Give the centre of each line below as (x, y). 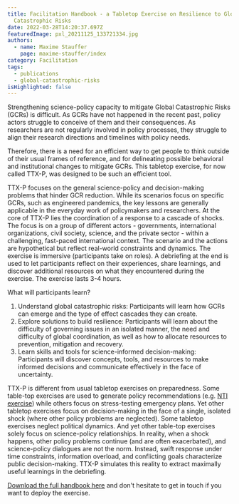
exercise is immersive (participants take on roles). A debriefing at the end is (118, 256)
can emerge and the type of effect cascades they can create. (107, 314)
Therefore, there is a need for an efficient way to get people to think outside (118, 151)
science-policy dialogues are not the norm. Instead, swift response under (115, 449)
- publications (36, 73)
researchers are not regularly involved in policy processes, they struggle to (117, 130)
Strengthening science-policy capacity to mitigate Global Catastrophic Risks (119, 107)
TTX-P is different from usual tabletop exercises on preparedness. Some (113, 389)
